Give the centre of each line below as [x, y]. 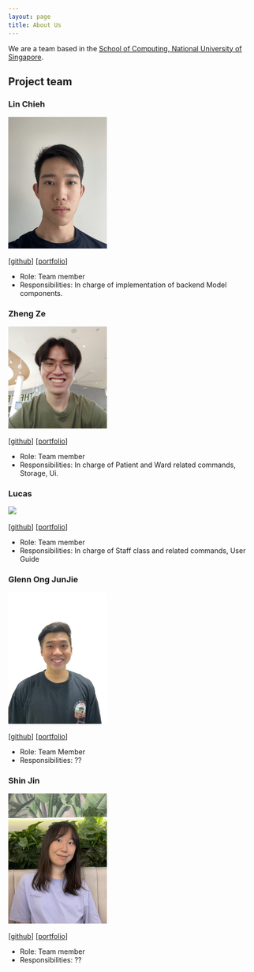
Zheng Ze [27, 313]
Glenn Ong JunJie [43, 580]
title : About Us [35, 25]
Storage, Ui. [39, 473]
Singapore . [26, 57]
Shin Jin [24, 781]
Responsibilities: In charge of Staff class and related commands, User [133, 551]
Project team [40, 82]
